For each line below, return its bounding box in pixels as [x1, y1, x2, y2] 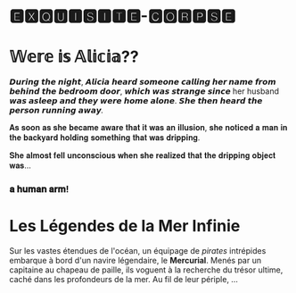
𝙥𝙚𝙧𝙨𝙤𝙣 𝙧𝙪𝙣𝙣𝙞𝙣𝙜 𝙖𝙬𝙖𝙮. [9, 105, 104, 116]
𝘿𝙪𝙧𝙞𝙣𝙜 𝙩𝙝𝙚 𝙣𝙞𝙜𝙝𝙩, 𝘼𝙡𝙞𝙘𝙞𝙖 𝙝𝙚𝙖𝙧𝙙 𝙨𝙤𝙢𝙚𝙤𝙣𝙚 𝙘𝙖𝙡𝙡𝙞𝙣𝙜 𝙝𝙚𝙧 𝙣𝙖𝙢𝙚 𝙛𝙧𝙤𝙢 [9, 77, 276, 88]
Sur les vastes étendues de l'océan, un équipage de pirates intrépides [9, 245, 267, 255]
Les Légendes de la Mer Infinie [9, 216, 241, 237]
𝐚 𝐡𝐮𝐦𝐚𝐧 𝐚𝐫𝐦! [9, 183, 70, 196]
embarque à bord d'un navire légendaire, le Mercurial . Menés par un [9, 255, 261, 265]
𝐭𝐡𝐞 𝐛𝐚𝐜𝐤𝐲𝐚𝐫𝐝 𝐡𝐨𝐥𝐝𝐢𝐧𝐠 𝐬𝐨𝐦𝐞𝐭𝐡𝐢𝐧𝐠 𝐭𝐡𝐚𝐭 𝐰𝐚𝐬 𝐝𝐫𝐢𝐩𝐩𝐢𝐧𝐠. [9, 132, 201, 143]
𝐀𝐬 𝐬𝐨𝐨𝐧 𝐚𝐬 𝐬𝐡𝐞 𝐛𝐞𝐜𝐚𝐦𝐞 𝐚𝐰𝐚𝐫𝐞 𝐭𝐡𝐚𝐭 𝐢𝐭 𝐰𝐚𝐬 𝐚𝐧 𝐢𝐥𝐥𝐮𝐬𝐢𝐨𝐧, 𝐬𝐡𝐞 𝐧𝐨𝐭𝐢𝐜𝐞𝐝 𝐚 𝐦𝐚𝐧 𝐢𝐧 [9, 122, 288, 133]
